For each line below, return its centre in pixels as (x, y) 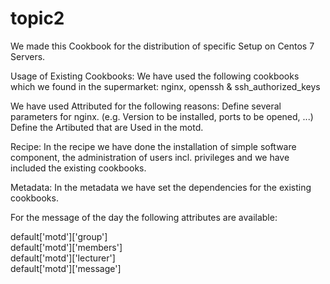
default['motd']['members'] (66, 247)
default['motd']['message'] (66, 268)
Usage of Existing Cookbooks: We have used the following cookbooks (155, 76)
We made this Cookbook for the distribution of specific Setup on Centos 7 (162, 46)
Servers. (28, 56)
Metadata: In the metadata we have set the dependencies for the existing (161, 187)
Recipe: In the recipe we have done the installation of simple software (153, 146)
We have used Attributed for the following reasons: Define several (146, 106)
